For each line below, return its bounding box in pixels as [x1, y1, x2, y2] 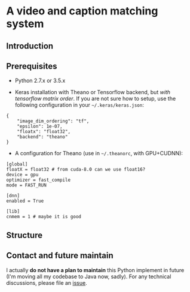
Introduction [6, 41, 54, 51]
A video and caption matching [6, 4, 158, 18]
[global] [6, 161, 28, 167]
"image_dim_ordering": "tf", [17, 118, 90, 124]
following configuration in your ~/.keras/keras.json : [14, 101, 145, 109]
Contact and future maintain [6, 251, 114, 261]
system [6, 17, 44, 31]
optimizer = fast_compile [6, 177, 71, 183]
